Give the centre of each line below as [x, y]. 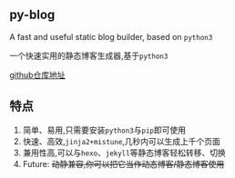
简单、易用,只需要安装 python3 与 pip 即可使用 [104, 130]
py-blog [32, 15]
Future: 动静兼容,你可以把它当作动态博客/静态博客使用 [123, 163]
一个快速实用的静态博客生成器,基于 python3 [89, 55]
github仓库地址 [37, 74]
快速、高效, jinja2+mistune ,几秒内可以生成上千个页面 [122, 141]
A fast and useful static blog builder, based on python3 [111, 36]
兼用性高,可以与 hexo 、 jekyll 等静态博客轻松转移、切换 [124, 153]
